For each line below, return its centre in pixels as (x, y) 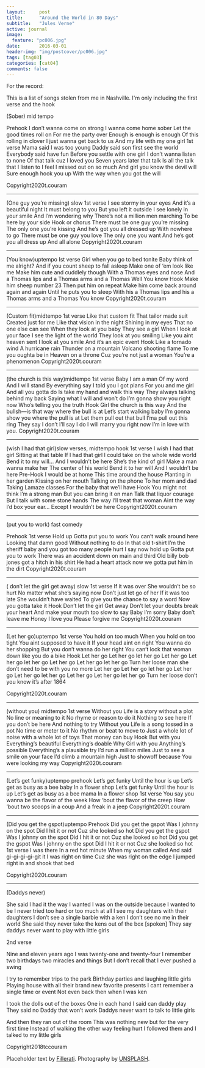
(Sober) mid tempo (30, 116)
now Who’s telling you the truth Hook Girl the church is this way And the (97, 405)
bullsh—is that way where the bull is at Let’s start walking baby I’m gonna (98, 411)
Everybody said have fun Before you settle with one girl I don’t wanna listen (101, 154)
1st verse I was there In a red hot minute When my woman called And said (99, 850)
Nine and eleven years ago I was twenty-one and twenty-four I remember (99, 954)
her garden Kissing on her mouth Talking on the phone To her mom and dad (102, 481)
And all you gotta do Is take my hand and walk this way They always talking (101, 392)
